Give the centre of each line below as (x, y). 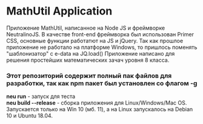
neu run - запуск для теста (41, 96)
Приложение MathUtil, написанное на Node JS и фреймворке (86, 28)
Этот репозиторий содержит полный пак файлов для (89, 76)
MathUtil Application (59, 11)
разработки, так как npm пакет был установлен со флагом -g (102, 83)
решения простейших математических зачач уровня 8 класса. (88, 60)
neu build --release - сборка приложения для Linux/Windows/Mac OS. (97, 103)
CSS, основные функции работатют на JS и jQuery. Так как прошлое (95, 41)
